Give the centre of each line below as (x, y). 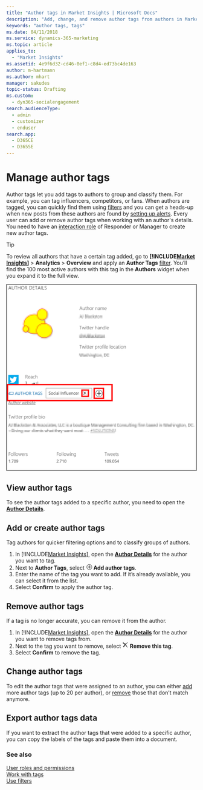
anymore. (18, 699)
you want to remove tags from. (53, 639)
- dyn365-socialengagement (46, 102)
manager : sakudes (28, 83)
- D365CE (23, 140)
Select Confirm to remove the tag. (58, 652)
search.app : (21, 134)
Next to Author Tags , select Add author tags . (76, 568)
